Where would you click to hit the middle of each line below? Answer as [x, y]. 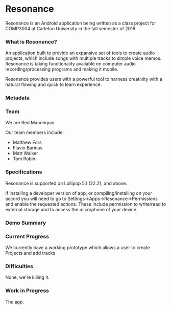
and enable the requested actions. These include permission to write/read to [86, 204]
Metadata [17, 98]
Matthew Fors [27, 142]
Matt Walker [25, 153]
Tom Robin [24, 159]
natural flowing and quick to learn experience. [54, 84]
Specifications [24, 172]
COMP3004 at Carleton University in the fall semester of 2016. [71, 28]
